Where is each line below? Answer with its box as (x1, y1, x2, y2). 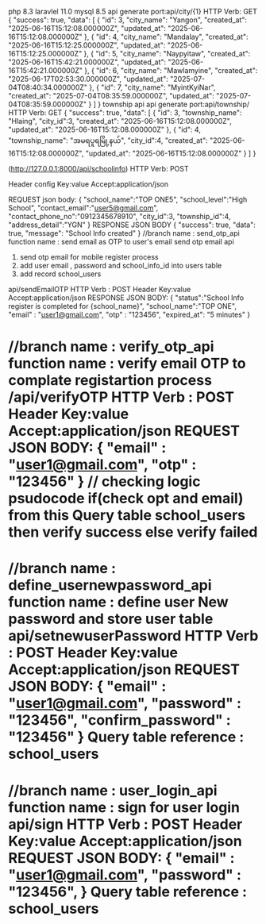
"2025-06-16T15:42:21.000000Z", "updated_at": (8, 57, 167, 67)
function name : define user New (8, 593, 229, 611)
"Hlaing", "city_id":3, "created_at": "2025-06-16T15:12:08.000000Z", (8, 117, 232, 125)
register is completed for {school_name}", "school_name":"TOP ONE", (8, 302, 237, 310)
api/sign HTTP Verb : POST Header (8, 815, 243, 833)
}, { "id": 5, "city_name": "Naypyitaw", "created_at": (83, 49, 251, 58)
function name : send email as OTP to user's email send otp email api (8, 237, 234, 246)
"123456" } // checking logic (8, 472, 201, 491)
